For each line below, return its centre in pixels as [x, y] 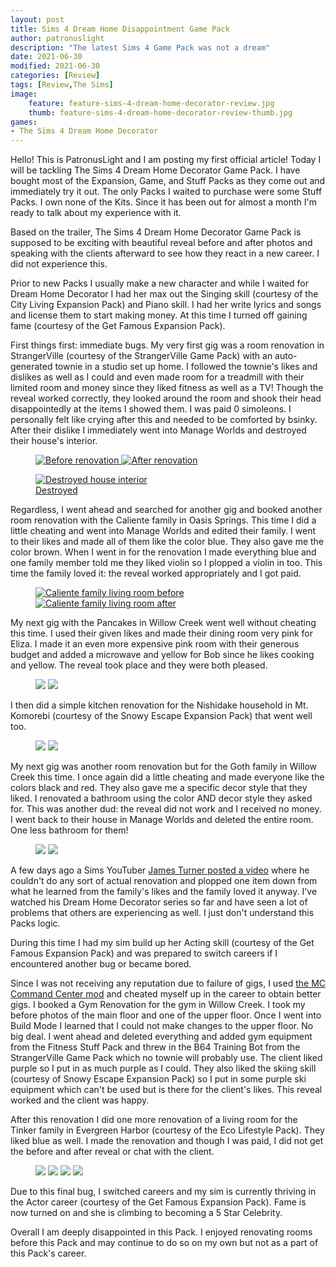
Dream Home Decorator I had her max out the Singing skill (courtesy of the [164, 294]
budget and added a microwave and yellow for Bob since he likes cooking [162, 655]
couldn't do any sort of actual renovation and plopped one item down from [164, 881]
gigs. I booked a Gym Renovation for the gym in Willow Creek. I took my [158, 1005]
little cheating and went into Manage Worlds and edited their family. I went [163, 531]
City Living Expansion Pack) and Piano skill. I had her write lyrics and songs [166, 305]
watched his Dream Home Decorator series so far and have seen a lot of [159, 902]
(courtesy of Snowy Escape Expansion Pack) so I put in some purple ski [158, 1079]
